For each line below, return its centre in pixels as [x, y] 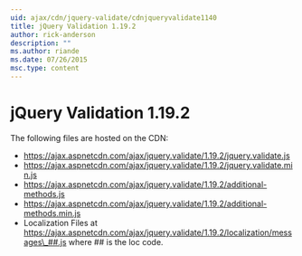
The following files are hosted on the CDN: [90, 137]
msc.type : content [45, 69]
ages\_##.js [45, 242]
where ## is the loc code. [116, 242]
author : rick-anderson [53, 34]
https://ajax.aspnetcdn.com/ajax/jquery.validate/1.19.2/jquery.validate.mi [158, 165]
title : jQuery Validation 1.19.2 [73, 26]
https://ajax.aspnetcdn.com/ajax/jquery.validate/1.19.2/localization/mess [158, 232]
